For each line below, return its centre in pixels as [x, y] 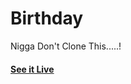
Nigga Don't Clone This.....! [66, 46]
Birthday [47, 18]
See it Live [32, 69]
